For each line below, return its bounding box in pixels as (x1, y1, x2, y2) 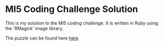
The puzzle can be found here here (5, 35, 79, 41)
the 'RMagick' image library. (5, 25, 64, 31)
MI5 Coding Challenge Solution (5, 3, 138, 15)
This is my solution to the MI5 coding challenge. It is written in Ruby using (5, 20, 158, 26)
